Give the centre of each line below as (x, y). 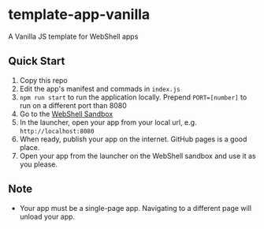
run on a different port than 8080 (73, 105)
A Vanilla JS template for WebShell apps (73, 36)
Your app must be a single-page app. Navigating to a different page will (136, 208)
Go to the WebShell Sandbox (66, 114)
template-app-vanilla (79, 15)
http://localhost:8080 (57, 131)
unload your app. (47, 216)
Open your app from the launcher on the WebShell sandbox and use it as (138, 156)
